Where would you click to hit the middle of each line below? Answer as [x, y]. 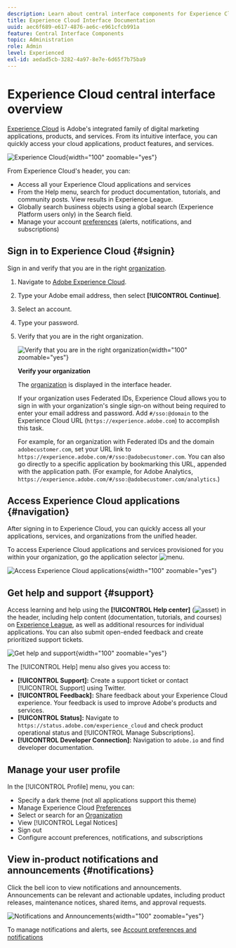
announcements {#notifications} [81, 870]
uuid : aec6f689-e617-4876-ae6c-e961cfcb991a [73, 27]
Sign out [29, 830]
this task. [31, 428]
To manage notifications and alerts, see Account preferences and [102, 929]
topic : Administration [40, 40]
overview [35, 109]
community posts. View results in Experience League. [95, 199]
